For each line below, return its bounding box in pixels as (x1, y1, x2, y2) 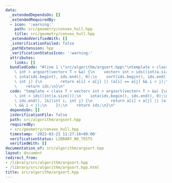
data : (5, 7, 17, 13)
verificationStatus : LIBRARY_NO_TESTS (10, 136, 93, 141)
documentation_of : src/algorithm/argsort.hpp (5, 146, 104, 151)
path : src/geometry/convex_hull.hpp (14, 27, 93, 32)
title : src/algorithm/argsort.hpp (5, 170, 79, 175)
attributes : (10, 55, 36, 60)
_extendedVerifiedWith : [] (10, 36, 68, 42)
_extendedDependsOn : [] (10, 12, 60, 17)
